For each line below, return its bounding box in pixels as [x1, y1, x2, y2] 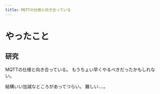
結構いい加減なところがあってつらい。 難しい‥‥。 [5, 83, 108, 89]
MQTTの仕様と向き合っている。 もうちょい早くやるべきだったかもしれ [5, 66, 151, 72]
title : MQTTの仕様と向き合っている [5, 7, 71, 13]
